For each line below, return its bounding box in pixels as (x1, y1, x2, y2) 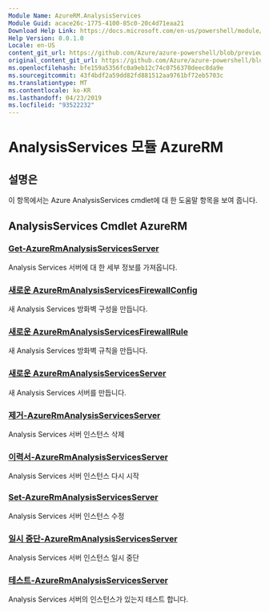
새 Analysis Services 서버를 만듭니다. (8, 387, 126, 397)
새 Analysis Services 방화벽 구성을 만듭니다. (8, 304, 148, 314)
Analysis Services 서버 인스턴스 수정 (8, 511, 125, 521)
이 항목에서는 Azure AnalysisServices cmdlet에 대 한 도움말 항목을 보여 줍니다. (8, 196, 258, 205)
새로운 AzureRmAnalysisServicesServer (8, 368, 167, 379)
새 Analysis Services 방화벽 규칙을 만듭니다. (8, 346, 148, 355)
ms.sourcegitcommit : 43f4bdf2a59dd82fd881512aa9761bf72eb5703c (8, 71, 224, 79)
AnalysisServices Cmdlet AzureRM (8, 219, 188, 233)
